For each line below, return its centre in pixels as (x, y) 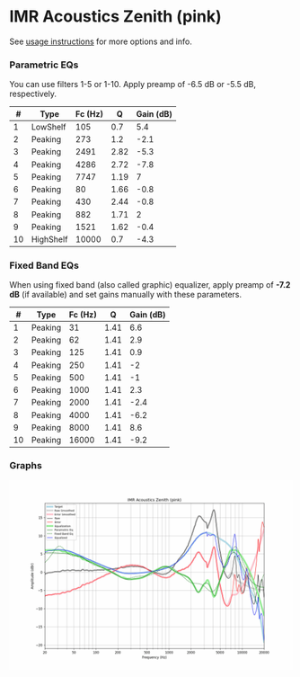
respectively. (33, 94)
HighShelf (49, 239)
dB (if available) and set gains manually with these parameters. (126, 295)
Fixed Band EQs (44, 265)
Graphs (26, 466)
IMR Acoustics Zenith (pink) (115, 17)
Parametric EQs (44, 65)
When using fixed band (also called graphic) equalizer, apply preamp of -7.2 (150, 285)
